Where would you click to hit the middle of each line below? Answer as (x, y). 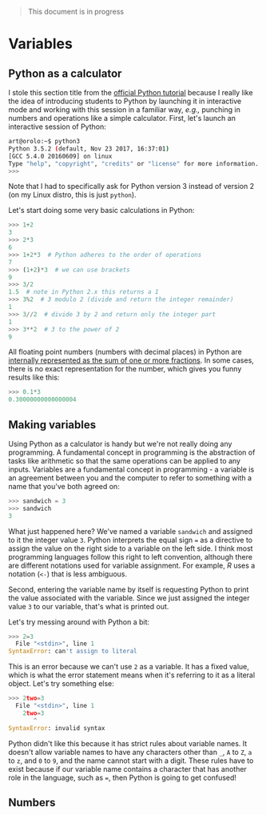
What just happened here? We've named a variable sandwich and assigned (131, 531)
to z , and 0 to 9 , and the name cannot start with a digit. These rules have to (131, 761)
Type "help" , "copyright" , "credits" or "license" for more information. (134, 163)
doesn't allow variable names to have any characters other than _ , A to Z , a (130, 752)
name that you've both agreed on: (64, 486)
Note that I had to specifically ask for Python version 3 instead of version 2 (131, 187)
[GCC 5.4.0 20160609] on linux (60, 156)
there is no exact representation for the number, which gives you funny (125, 369)
